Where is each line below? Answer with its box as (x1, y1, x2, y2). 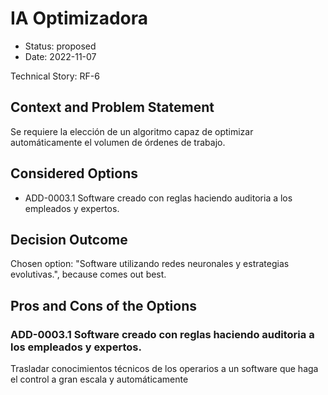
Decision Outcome (10, 231, 128, 248)
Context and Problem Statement (10, 99, 215, 116)
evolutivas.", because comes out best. (10, 268, 167, 281)
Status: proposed (24, 40, 97, 52)
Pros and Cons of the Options (10, 297, 197, 314)
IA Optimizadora (10, 7, 148, 30)
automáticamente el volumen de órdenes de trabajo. (10, 136, 226, 148)
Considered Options (10, 165, 138, 182)
